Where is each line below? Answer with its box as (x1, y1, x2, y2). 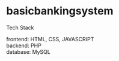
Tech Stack (6, 24, 34, 31)
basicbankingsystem (6, 4, 114, 18)
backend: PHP (6, 42, 42, 49)
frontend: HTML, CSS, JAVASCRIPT (6, 35, 94, 42)
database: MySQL (6, 48, 51, 55)
